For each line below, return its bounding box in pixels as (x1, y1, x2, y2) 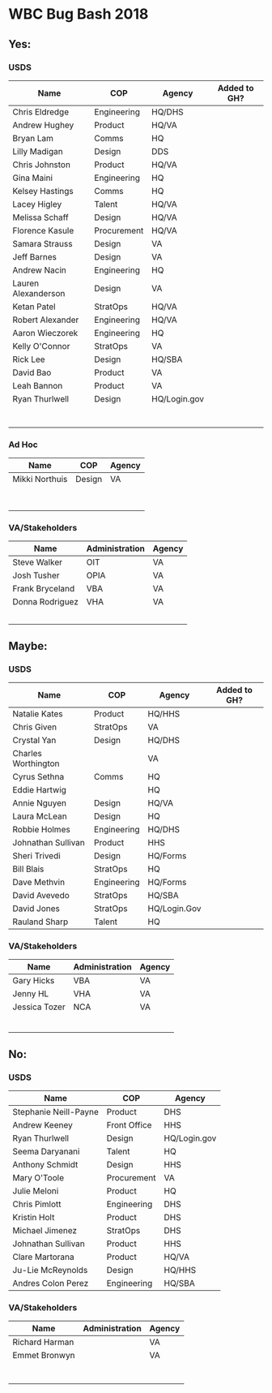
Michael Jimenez (12, 1225, 78, 1236)
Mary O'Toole (12, 1172, 65, 1184)
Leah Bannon (12, 380, 63, 391)
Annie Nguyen (12, 798, 67, 809)
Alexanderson (12, 287, 66, 299)
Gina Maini (12, 172, 53, 183)
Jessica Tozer (12, 1001, 66, 1013)
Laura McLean (12, 810, 67, 822)
